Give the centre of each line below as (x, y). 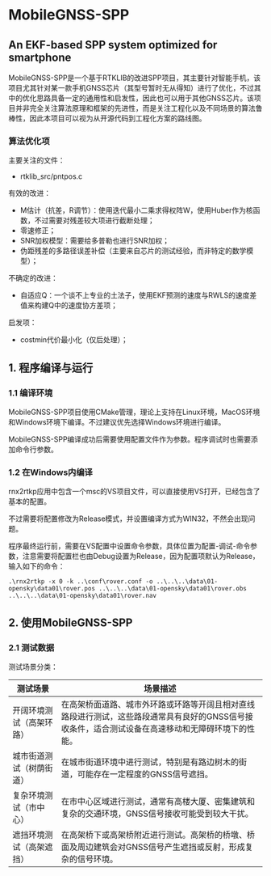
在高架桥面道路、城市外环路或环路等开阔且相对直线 (158, 704)
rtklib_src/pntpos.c (51, 176)
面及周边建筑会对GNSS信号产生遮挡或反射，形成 (153, 847)
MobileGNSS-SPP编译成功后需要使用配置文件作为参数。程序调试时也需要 (130, 439)
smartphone (40, 57)
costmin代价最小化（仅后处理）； (74, 340)
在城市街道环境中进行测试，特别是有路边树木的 (150, 762)
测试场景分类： (33, 667)
